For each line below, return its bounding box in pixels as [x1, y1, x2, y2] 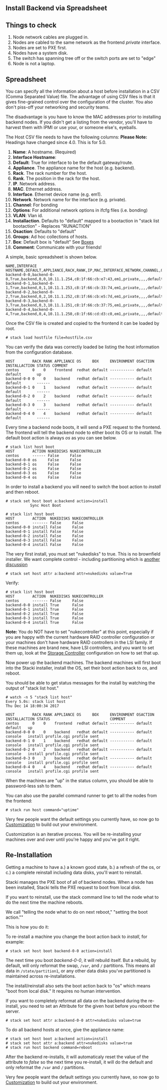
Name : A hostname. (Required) [12, 149, 76, 155]
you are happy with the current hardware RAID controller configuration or [5, 634, 155, 640]
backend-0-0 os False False [5, 458, 81, 463]
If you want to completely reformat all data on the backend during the [5, 997, 148, 1003]
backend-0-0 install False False [5, 525, 84, 530]
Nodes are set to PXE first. [12, 45, 67, 51]
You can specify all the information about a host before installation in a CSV [5, 88, 160, 94]
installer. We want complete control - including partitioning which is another [5, 556, 160, 562]
